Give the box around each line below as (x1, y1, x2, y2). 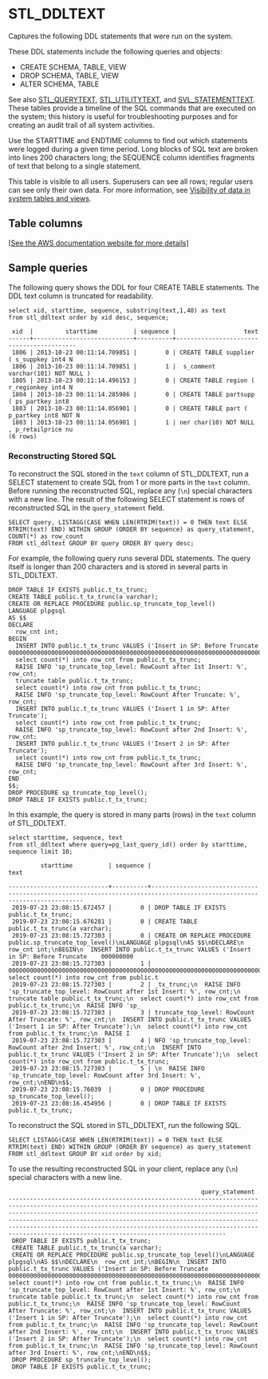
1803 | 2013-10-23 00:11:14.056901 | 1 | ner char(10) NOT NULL (11, 418, 255, 426)
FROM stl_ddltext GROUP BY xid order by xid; (8, 1150, 162, 1158)
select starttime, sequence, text (8, 833, 124, 842)
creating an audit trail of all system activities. (8, 120, 156, 130)
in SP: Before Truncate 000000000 (8, 952, 134, 960)
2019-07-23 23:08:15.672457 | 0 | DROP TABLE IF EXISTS (11, 903, 227, 911)
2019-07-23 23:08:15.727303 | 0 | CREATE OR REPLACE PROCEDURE (11, 931, 251, 939)
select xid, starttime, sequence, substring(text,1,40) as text (8, 306, 227, 314)
